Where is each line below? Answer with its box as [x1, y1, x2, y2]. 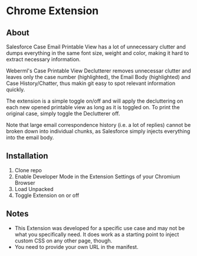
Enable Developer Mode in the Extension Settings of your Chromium [14, 173, 180, 180]
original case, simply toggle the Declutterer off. [6, 110, 120, 117]
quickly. [6, 86, 25, 93]
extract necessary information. [6, 56, 81, 63]
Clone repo [14, 166, 42, 173]
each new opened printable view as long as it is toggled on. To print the [6, 104, 180, 110]
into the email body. [6, 134, 54, 141]
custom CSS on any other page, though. [14, 237, 113, 244]
